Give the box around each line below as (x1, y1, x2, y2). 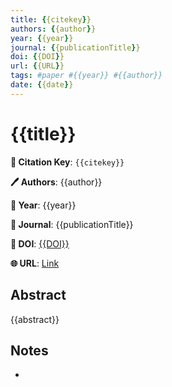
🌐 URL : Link (10, 257, 60, 269)
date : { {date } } (10, 80, 74, 90)
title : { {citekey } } (10, 14, 92, 25)
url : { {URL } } (10, 61, 65, 71)
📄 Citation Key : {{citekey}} (10, 156, 125, 168)
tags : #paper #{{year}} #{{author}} (10, 71, 163, 81)
